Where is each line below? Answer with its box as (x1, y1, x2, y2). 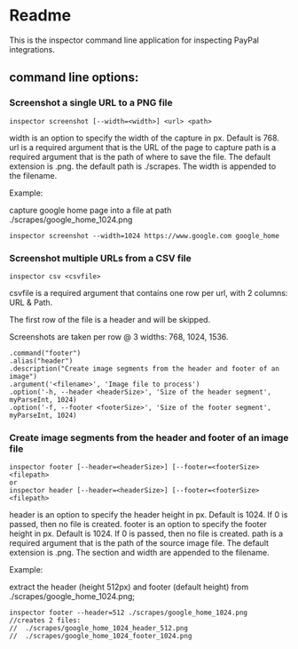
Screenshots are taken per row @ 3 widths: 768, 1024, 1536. (9, 331, 229, 342)
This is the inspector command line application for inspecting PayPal (9, 35, 260, 45)
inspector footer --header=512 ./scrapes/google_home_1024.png (9, 608, 248, 618)
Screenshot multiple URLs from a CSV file (9, 252, 192, 264)
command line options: (9, 70, 139, 85)
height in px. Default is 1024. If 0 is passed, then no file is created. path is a (9, 528, 284, 539)
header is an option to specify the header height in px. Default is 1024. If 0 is (9, 509, 288, 520)
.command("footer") (9, 349, 82, 357)
